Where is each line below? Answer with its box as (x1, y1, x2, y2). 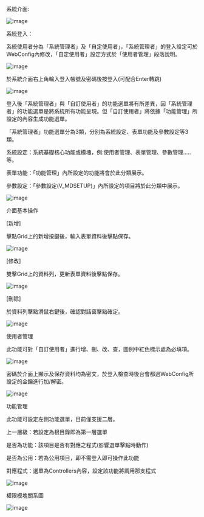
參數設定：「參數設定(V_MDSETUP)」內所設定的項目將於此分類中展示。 (6, 182, 183, 189)
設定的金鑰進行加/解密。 (6, 378, 67, 385)
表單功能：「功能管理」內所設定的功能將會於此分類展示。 (6, 169, 148, 176)
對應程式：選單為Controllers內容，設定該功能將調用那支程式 (6, 467, 157, 474)
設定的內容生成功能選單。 (6, 115, 70, 122)
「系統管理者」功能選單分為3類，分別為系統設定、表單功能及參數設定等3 (6, 128, 189, 135)
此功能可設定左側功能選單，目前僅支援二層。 (6, 415, 118, 423)
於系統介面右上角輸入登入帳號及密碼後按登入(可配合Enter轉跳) (6, 75, 162, 82)
